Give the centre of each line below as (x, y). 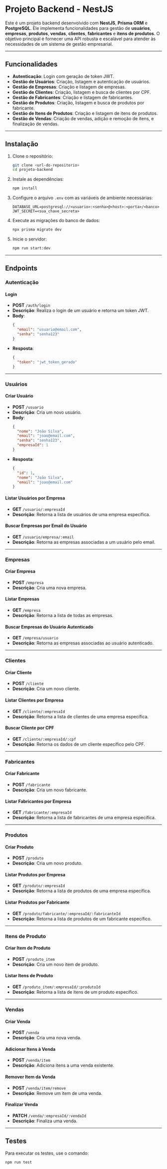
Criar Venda (18, 1021)
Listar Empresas (22, 599)
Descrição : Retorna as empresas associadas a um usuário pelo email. (84, 542)
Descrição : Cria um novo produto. (47, 863)
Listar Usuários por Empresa (35, 498)
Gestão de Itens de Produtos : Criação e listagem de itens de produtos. (85, 113)
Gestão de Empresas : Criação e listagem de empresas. (69, 87)
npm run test (19, 1162)
